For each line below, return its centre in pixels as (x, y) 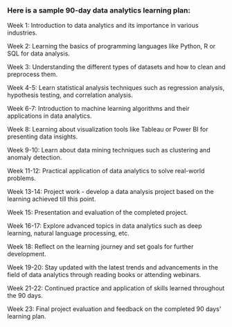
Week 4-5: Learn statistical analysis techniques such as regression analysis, (116, 88)
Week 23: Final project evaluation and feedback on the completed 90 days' (114, 309)
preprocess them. (32, 74)
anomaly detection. (35, 157)
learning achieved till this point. (52, 199)
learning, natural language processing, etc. (68, 233)
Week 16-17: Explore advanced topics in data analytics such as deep (105, 226)
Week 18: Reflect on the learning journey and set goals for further (100, 247)
